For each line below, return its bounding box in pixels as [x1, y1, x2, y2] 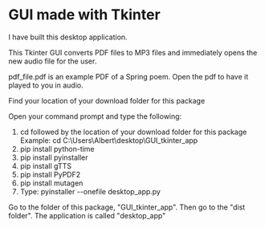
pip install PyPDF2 [19, 169, 81, 179]
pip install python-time [19, 144, 95, 153]
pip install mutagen [19, 178, 84, 188]
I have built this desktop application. [8, 32, 128, 42]
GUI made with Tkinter [8, 6, 161, 24]
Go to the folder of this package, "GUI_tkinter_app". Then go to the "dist [8, 202, 246, 212]
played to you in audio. [8, 80, 84, 90]
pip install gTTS [19, 161, 72, 170]
